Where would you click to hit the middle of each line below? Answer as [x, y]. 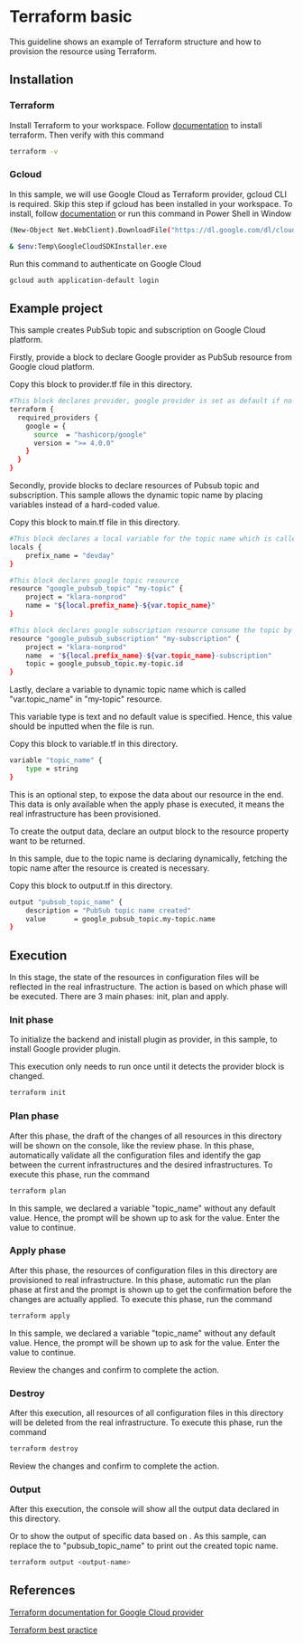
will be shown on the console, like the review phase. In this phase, [132, 1145]
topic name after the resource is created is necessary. [110, 868]
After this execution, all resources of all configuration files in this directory [147, 1413]
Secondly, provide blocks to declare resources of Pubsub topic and [134, 486]
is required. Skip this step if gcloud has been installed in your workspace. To [151, 203]
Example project [56, 308]
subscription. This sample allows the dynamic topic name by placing [136, 496]
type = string [52, 769]
